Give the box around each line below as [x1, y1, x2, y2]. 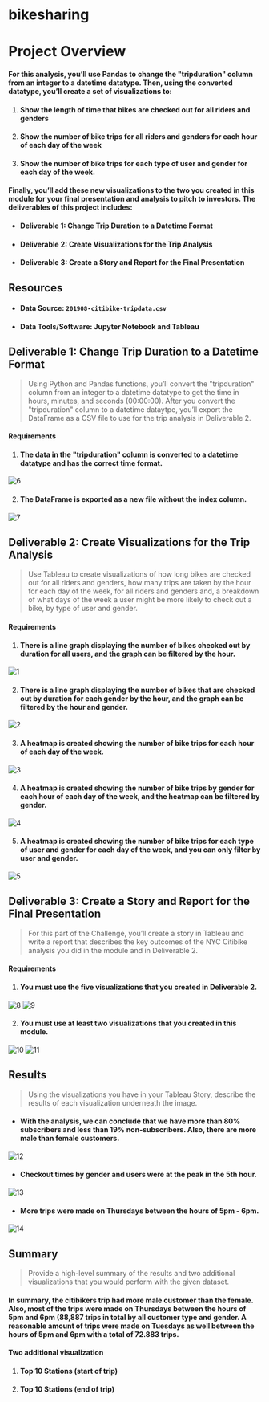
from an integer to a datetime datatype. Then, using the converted [8, 78, 233, 88]
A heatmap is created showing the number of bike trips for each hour [19, 738, 255, 748]
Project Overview [8, 43, 126, 61]
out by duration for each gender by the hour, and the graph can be [19, 693, 244, 703]
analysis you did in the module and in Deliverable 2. [27, 945, 199, 955]
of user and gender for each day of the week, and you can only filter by [19, 845, 261, 854]
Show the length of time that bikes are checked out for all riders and [19, 104, 251, 114]
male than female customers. [19, 1134, 120, 1143]
